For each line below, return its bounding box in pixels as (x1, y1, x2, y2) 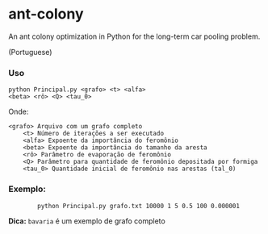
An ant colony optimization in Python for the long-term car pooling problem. (8, 31, 261, 41)
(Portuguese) (8, 47, 52, 56)
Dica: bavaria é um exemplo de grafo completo (8, 215, 165, 226)
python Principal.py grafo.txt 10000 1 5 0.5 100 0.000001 (37, 202, 241, 210)
